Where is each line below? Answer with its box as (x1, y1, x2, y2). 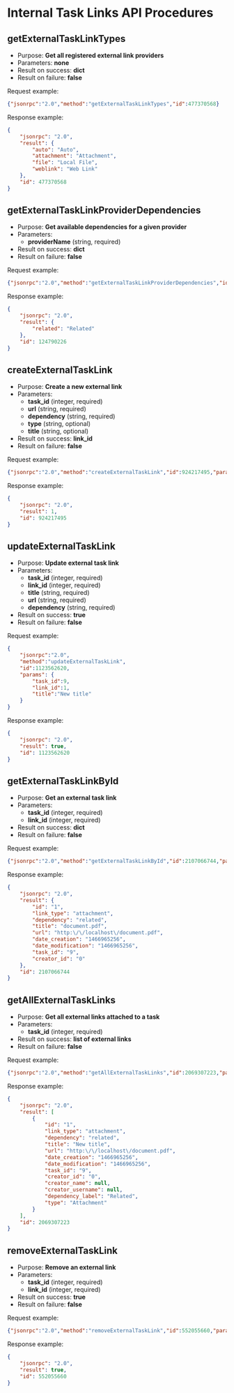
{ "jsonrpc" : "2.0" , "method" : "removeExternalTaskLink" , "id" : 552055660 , (7, 1327, 214, 1334)
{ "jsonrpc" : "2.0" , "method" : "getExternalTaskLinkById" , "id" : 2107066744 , (7, 857, 219, 865)
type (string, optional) (27, 420, 91, 428)
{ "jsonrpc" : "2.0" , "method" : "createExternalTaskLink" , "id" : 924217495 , (7, 469, 214, 476)
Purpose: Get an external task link (17, 794, 117, 802)
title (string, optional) (27, 427, 89, 436)
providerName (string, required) (27, 237, 121, 246)
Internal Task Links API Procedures (7, 5, 214, 21)
